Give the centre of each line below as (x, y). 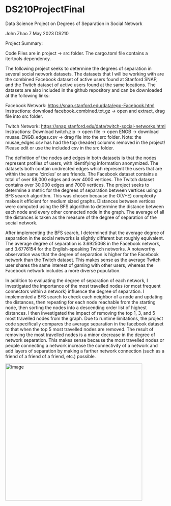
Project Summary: (24, 43)
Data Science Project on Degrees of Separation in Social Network (74, 23)
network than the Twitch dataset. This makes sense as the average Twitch (83, 260)
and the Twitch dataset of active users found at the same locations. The (81, 85)
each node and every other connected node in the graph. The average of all (85, 212)
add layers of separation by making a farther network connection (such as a (85, 351)
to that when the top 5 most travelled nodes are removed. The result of (79, 329)
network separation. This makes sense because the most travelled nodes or (85, 340)
